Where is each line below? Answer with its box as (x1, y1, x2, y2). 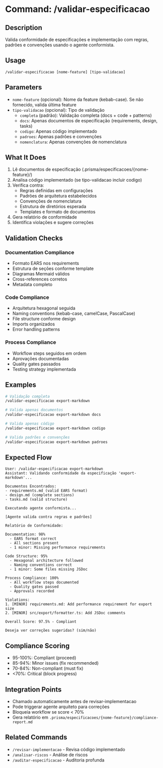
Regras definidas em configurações (19, 188, 93, 194)
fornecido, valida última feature (12, 101, 77, 108)
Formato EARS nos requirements (12, 260, 80, 266)
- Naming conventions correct (9, 562, 72, 567)
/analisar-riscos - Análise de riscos (12, 752, 88, 758)
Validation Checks (5, 234, 63, 243)
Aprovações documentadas (12, 355, 70, 361)
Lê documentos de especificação (12, 166, 81, 173)
